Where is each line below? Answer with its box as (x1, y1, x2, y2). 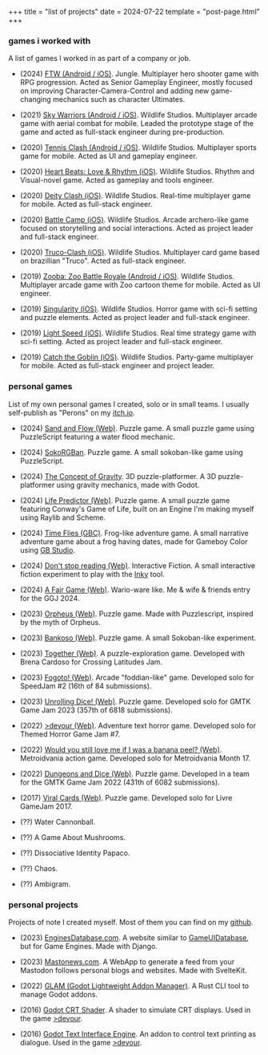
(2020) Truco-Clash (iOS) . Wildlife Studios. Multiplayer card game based (19, 248, 260, 258)
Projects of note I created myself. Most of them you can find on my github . (8, 917, 254, 927)
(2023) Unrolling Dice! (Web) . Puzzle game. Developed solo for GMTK (19, 696, 251, 706)
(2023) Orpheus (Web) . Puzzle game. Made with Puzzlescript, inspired (19, 609, 254, 619)
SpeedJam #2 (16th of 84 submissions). (19, 681, 152, 691)
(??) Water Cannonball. (19, 817, 96, 826)
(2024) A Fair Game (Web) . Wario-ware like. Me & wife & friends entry (19, 585, 250, 594)
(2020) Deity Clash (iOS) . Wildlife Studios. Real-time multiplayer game (19, 191, 251, 201)
